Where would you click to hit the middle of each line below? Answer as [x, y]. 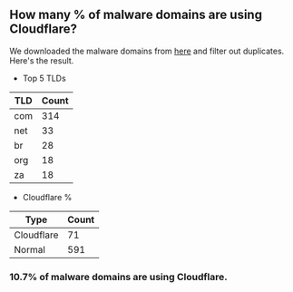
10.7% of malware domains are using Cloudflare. [119, 277]
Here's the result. [42, 60]
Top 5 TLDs [44, 78]
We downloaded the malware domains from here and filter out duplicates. [147, 51]
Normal [29, 249]
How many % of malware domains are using [136, 15]
